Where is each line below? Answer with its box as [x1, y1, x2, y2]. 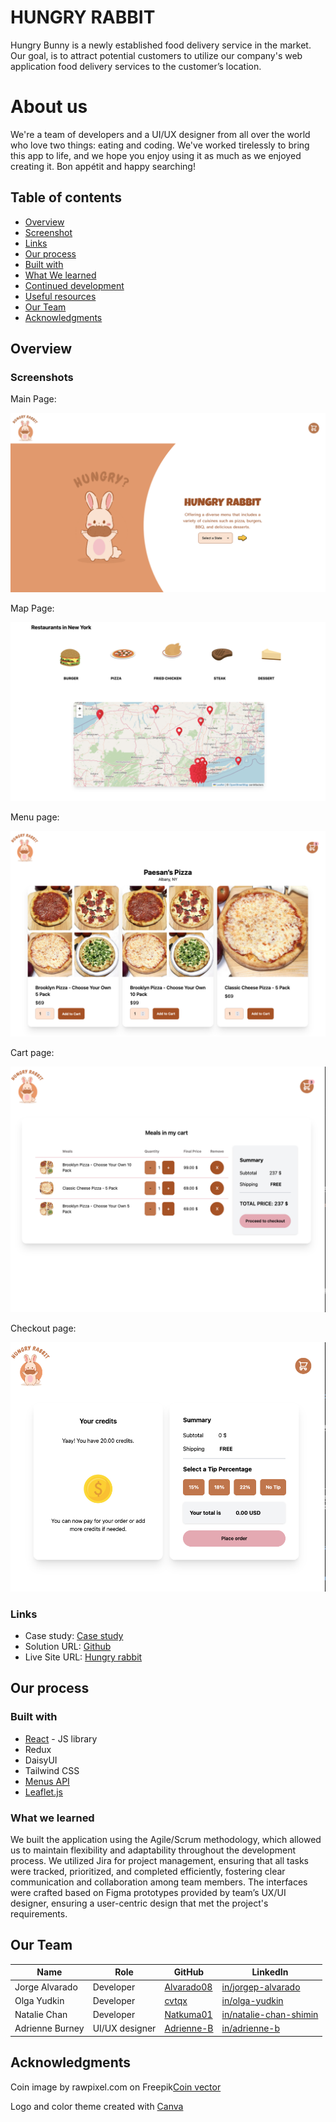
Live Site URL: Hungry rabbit [24, 1651, 143, 1663]
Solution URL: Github [24, 1641, 112, 1652]
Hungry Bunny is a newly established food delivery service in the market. [10, 39, 312, 51]
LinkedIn [251, 1966, 289, 1978]
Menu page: [10, 811, 60, 823]
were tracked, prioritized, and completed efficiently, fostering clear [10, 1865, 286, 1877]
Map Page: [10, 602, 55, 614]
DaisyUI [24, 1754, 58, 1766]
